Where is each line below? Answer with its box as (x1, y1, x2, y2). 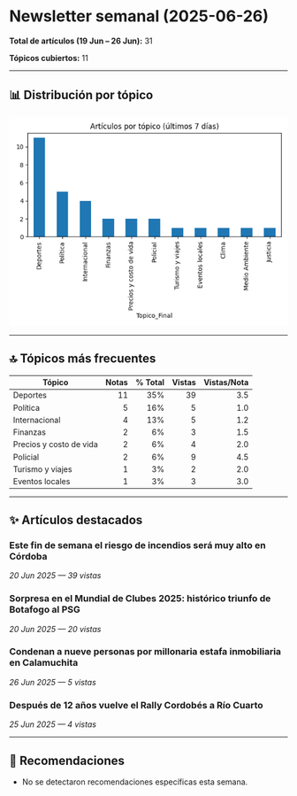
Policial (12, 452, 40, 462)
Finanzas (12, 427, 47, 437)
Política (12, 402, 41, 413)
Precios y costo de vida (12, 439, 99, 450)
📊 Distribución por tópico (9, 88, 154, 103)
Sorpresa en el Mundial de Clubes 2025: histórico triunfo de (9, 592, 271, 605)
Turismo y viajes (12, 463, 72, 475)
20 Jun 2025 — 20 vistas (9, 623, 102, 634)
